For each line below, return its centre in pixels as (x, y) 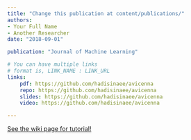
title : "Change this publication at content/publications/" (96, 14)
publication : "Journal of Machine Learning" (73, 52)
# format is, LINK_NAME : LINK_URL (59, 71)
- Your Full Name (32, 26)
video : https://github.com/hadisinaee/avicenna (90, 103)
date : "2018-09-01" (35, 40)
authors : (20, 20)
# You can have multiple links (52, 64)
